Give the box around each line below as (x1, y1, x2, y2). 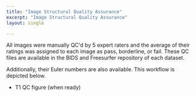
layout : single (6, 20, 44, 26)
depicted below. (6, 72, 46, 80)
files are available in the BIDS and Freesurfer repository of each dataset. (6, 54, 185, 62)
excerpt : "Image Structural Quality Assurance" (6, 14, 128, 20)
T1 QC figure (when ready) (14, 84, 81, 91)
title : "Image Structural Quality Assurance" (6, 8, 122, 15)
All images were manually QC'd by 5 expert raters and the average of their (6, 41, 191, 48)
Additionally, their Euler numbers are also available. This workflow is (6, 66, 175, 73)
